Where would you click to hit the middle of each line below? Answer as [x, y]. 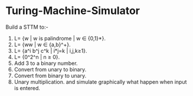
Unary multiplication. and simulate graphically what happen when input [100, 82]
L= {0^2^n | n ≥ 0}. [37, 57]
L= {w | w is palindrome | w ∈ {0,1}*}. [60, 38]
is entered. [27, 88]
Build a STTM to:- [27, 27]
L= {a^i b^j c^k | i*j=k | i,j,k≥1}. [50, 50]
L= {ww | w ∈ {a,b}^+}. [42, 44]
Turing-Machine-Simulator [73, 11]
